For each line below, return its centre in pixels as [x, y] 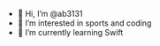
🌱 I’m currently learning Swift [70, 32]
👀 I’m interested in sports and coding [84, 23]
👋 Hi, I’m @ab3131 [50, 14]
